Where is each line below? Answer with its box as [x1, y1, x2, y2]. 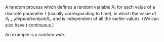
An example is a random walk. [5, 31, 67, 37]
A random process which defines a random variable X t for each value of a [5, 4, 156, 11]
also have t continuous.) [5, 22, 54, 28]
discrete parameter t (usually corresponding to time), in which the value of [5, 10, 157, 16]
